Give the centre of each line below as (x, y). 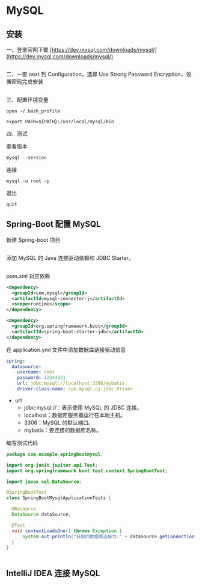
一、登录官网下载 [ (29, 50)
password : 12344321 (41, 378)
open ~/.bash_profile (33, 111)
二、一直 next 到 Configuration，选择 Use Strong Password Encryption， (96, 74)
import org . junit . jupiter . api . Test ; (52, 465)
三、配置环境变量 (27, 100)
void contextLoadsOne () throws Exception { (67, 531)
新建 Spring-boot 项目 (33, 240)
